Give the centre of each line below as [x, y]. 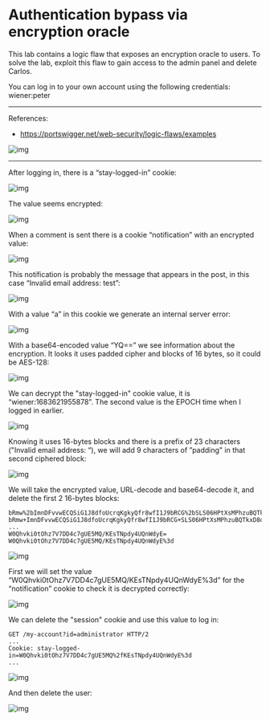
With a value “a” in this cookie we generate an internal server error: [120, 314]
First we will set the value [50, 571]
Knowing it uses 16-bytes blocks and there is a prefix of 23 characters [125, 441]
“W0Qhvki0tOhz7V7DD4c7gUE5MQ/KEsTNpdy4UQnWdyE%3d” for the [127, 580]
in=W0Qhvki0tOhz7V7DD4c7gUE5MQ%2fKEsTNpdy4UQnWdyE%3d [100, 655]
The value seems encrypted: [55, 203]
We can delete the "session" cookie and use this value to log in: [114, 619]
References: [28, 118]
